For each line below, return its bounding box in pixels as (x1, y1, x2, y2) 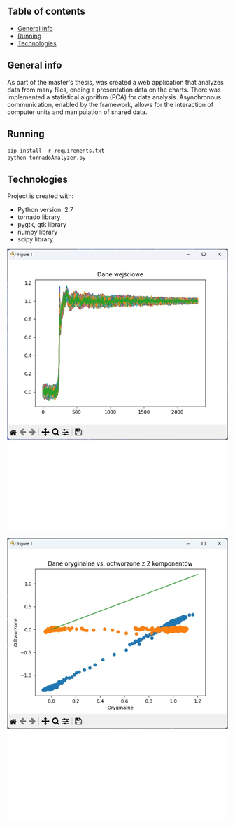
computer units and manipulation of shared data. (7, 108, 148, 116)
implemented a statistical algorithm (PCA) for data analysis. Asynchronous (7, 92, 222, 101)
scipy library (17, 235, 54, 244)
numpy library (17, 227, 58, 237)
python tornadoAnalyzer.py (7, 154, 86, 162)
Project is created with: (7, 192, 74, 200)
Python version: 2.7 (17, 206, 74, 214)
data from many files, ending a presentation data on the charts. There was (7, 85, 222, 94)
